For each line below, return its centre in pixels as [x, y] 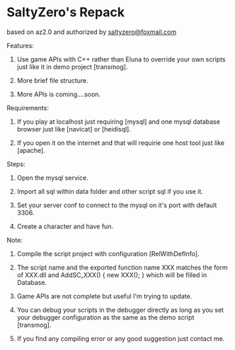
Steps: [16, 164]
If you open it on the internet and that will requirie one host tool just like [120, 143]
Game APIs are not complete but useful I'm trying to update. [104, 296]
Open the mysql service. [53, 177]
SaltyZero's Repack [66, 12]
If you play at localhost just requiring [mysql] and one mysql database [119, 122]
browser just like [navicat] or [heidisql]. [74, 129]
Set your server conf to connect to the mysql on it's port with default [117, 205]
